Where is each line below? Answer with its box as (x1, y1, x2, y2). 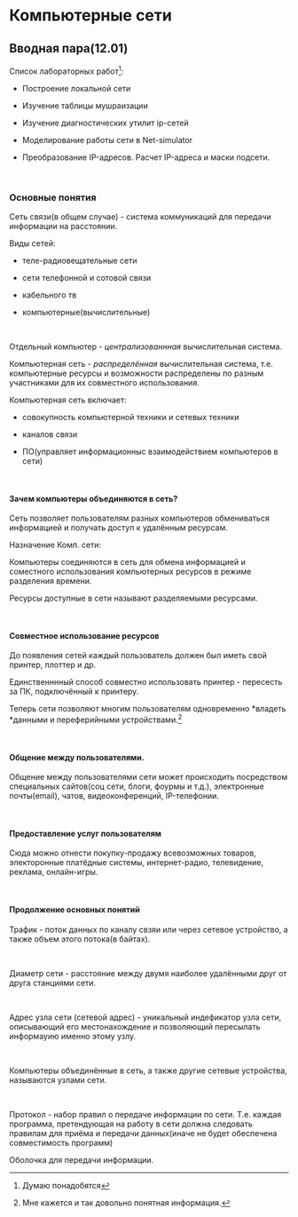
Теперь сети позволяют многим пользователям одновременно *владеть (9, 704, 286, 714)
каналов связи (21, 428, 78, 440)
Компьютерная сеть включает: (9, 394, 127, 405)
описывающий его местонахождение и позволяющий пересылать (9, 1021, 261, 1031)
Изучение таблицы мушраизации (21, 99, 148, 111)
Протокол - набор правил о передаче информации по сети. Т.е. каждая (9, 1109, 282, 1119)
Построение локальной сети (21, 83, 131, 93)
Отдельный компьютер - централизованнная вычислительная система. (9, 341, 282, 352)
